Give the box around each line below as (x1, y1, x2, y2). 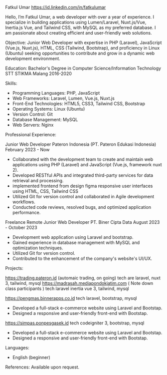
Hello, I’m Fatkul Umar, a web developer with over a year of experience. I (5, 14, 155, 20)
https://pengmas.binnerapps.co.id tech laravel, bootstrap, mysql (5, 295, 137, 301)
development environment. (5, 56, 61, 62)
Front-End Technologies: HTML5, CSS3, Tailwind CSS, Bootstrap (12, 101, 146, 107)
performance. (12, 210, 41, 215)
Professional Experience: (5, 132, 56, 137)
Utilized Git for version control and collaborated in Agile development (12, 194, 155, 199)
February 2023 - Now (5, 147, 50, 152)
